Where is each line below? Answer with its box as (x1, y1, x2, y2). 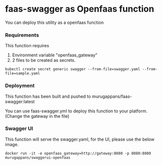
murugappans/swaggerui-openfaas (5, 155, 71, 160)
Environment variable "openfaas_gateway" (12, 52, 98, 58)
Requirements (5, 32, 39, 38)
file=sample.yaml (5, 71, 40, 76)
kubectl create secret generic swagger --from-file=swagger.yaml (5, 67, 140, 72)
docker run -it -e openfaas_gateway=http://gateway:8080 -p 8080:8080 (5, 151, 151, 156)
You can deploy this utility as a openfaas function (5, 19, 104, 25)
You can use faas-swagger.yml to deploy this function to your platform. (5, 108, 148, 114)
